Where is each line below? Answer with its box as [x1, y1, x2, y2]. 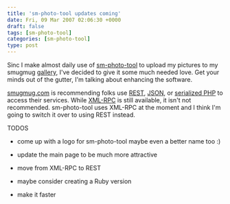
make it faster [16, 190, 56, 199]
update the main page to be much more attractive [16, 150, 158, 159]
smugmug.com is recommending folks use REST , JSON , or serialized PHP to [7, 89, 223, 97]
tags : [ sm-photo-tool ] [7, 29, 72, 36]
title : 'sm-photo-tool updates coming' [7, 10, 122, 17]
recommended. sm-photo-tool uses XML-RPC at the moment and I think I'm [7, 104, 221, 111]
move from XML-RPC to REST [16, 164, 102, 172]
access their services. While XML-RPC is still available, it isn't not [7, 96, 192, 104]
